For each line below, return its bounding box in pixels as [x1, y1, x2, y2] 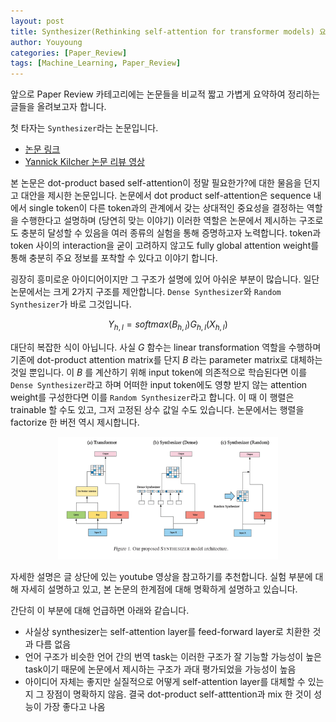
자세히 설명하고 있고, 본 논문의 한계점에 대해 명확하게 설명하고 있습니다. [20, 583, 298, 595]
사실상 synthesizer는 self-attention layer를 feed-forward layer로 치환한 [24, 625, 311, 637]
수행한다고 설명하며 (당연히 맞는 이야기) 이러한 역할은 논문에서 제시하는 [20, 215, 297, 227]
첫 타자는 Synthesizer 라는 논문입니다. [10, 122, 159, 134]
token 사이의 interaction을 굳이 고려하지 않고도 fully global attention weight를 [10, 240, 320, 252]
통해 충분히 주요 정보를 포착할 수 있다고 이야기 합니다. [10, 252, 218, 264]
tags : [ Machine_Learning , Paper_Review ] [10, 58, 182, 69]
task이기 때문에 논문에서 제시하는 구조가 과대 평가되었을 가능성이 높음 [24, 663, 297, 675]
